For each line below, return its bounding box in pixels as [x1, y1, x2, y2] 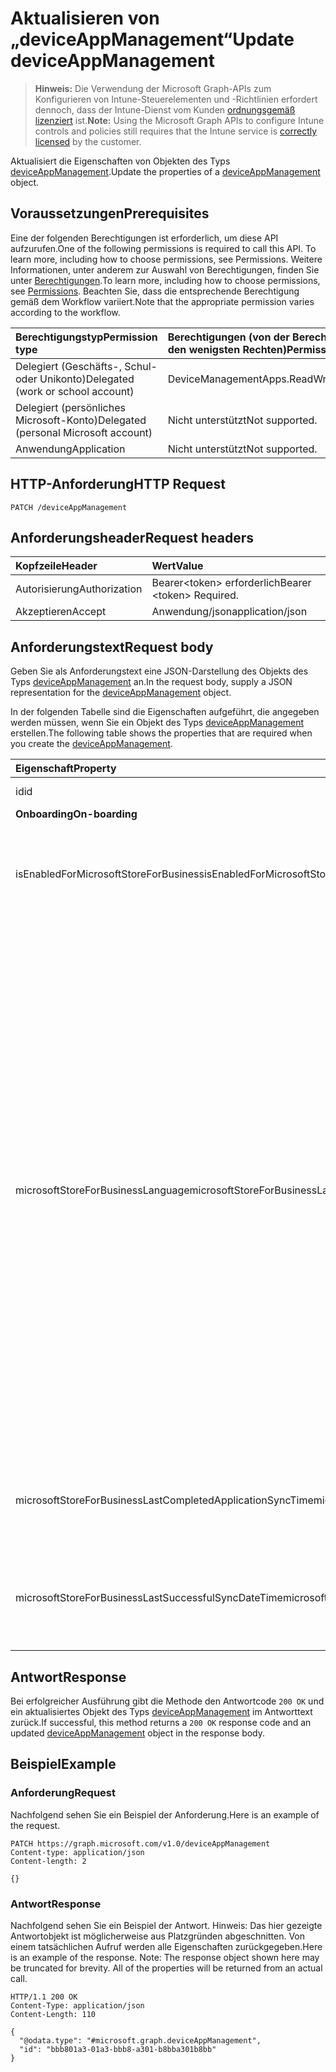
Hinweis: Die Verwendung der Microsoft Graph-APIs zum [34, 82, 272, 94]
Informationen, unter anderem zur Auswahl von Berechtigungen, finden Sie [10, 263, 320, 276]
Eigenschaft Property [15, 762, 117, 776]
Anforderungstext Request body [10, 638, 214, 656]
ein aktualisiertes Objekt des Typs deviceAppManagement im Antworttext [10, 1706, 313, 1717]
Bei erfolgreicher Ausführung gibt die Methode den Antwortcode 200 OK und [10, 1695, 325, 1707]
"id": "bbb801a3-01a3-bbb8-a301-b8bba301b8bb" [19, 2044, 217, 2054]
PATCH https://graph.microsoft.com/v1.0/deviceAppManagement [10, 1838, 271, 1849]
